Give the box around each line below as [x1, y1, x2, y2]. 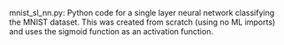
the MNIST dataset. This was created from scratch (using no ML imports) [9, 17, 276, 27]
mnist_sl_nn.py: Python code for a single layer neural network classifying [9, 8, 275, 18]
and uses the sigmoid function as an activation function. [9, 26, 214, 36]
